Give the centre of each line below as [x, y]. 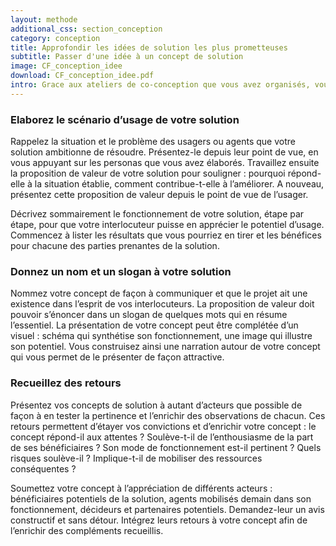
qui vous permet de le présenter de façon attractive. [117, 357]
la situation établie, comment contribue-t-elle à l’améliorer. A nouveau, [179, 184]
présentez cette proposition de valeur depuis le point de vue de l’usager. [159, 195]
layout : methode [44, 19]
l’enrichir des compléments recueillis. [87, 530]
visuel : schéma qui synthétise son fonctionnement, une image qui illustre [161, 336]
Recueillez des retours [66, 383]
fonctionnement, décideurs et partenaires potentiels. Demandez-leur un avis [167, 509]
